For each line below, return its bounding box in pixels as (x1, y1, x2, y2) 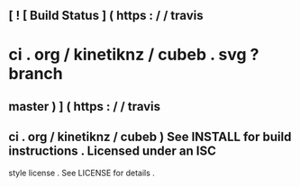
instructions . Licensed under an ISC (8, 144, 217, 159)
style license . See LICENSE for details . (8, 167, 155, 178)
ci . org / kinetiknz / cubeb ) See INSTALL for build (8, 129, 292, 145)
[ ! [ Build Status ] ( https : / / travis (8, 8, 204, 23)
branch (8, 63, 64, 84)
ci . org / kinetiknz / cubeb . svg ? (8, 44, 259, 65)
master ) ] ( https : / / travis (8, 99, 161, 114)
